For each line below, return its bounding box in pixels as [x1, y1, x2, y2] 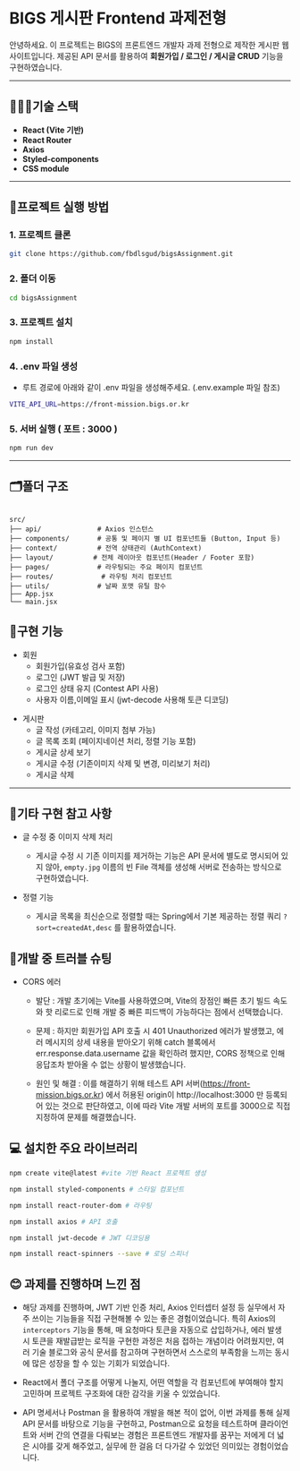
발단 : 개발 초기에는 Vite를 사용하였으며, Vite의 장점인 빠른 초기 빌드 [35, 996, 271, 1006]
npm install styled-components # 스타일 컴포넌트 [9, 1184, 185, 1193]
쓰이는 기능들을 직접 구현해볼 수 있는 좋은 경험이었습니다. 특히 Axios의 [31, 1313, 277, 1324]
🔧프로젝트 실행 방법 [9, 200, 110, 215]
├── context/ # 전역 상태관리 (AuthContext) [9, 543, 203, 552]
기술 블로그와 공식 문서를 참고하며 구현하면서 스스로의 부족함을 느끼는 [31, 1347, 273, 1357]
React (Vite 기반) [21, 124, 85, 135]
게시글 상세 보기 [35, 747, 91, 757]
